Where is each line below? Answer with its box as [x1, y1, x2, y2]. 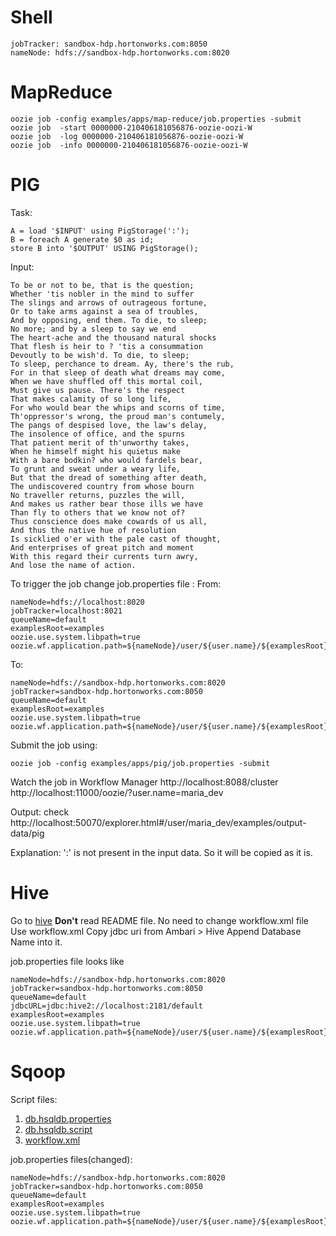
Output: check [10, 806, 70, 818]
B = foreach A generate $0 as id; [10, 234, 155, 245]
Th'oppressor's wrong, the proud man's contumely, [10, 411, 226, 421]
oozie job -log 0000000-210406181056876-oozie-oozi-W [10, 131, 244, 141]
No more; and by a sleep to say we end [10, 324, 177, 334]
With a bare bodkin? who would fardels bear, [10, 455, 203, 465]
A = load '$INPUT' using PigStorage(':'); [10, 226, 190, 236]
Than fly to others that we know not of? [10, 507, 186, 518]
